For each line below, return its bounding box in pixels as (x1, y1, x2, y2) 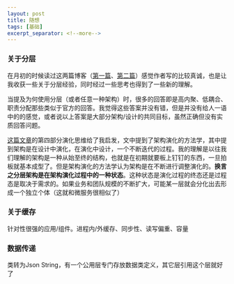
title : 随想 (7, 17, 40, 24)
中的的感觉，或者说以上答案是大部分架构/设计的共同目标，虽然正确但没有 (7, 112, 217, 121)
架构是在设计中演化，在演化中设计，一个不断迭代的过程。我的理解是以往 (13, 144, 221, 153)
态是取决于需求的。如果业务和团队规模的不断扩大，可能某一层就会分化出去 (7, 179, 221, 188)
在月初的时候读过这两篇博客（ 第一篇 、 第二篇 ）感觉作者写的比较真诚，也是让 (7, 71, 227, 80)
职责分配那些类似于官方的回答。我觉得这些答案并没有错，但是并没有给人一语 (7, 103, 227, 112)
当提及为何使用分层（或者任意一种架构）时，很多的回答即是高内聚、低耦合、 (7, 95, 227, 103)
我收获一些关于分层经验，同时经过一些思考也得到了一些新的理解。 (7, 80, 196, 88)
